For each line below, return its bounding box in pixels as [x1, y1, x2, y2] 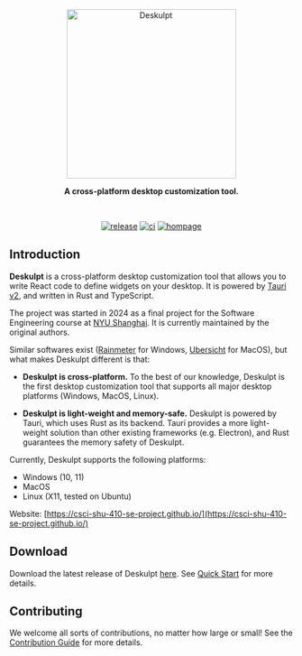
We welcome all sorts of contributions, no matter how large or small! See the [9, 627, 293, 639]
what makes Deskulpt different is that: [9, 354, 151, 365]
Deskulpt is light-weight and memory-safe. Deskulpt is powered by [22, 408, 278, 419]
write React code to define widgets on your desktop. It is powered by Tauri [9, 280, 287, 291]
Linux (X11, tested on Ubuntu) [22, 491, 133, 502]
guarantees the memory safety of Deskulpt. [22, 437, 185, 448]
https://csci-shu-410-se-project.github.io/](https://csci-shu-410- [46, 508, 287, 519]
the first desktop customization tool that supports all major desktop [22, 381, 272, 392]
